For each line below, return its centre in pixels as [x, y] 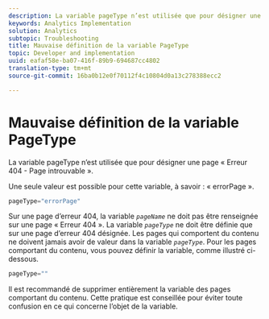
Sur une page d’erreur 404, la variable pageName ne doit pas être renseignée [133, 216]
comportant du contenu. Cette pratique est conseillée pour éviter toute [126, 298]
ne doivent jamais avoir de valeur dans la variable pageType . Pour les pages [132, 242]
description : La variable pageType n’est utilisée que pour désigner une [135, 16]
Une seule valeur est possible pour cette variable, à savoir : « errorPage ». [131, 186]
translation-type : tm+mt [50, 68]
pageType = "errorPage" [45, 201]
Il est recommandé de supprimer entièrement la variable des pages [120, 289]
